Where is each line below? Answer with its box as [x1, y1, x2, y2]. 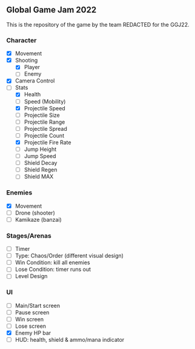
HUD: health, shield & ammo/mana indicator [15, 336, 125, 343]
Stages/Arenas [6, 231, 51, 240]
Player [24, 64, 41, 71]
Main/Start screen [15, 302, 61, 309]
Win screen [15, 315, 44, 323]
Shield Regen [24, 166, 58, 173]
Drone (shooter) [15, 209, 56, 216]
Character [6, 36, 37, 44]
